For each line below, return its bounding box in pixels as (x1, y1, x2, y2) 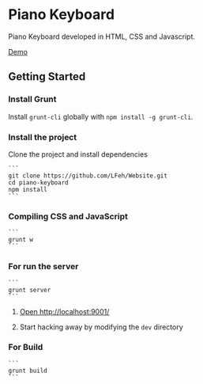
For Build (8, 342, 43, 353)
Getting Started (8, 70, 86, 84)
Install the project (8, 131, 77, 143)
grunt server (8, 286, 51, 294)
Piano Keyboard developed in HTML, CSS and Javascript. (8, 32, 196, 41)
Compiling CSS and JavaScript (8, 211, 129, 222)
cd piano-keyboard (8, 178, 69, 187)
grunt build (8, 367, 47, 374)
